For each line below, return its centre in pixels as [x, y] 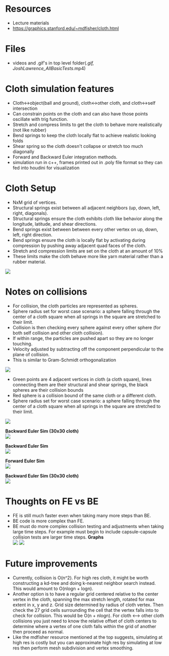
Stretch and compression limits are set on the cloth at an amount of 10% [88, 251]
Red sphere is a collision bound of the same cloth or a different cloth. [85, 395]
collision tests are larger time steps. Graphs [58, 537]
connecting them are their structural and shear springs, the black [80, 385]
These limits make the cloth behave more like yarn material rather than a [88, 256]
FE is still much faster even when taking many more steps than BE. [82, 515]
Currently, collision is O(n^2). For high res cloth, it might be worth [80, 578]
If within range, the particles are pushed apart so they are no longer [83, 338]
